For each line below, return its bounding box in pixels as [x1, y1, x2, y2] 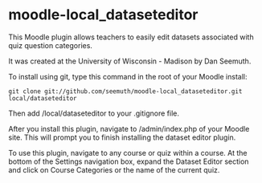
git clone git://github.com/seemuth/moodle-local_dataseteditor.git [8, 87, 243, 96]
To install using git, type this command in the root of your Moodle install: [8, 71, 248, 81]
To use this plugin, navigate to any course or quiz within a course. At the [8, 148, 248, 157]
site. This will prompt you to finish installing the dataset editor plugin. [8, 132, 236, 142]
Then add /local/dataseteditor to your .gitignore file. [8, 108, 179, 118]
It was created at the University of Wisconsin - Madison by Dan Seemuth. [8, 56, 252, 66]
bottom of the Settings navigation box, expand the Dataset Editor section [8, 157, 249, 166]
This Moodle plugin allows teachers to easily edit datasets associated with [8, 32, 255, 42]
